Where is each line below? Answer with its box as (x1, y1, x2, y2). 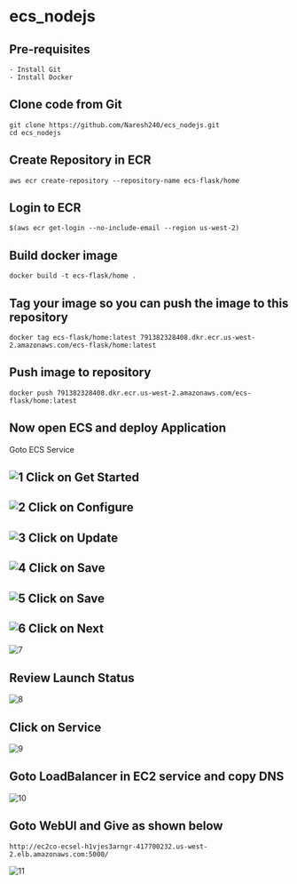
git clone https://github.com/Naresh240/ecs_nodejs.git (9, 120, 220, 130)
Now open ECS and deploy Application (9, 421, 227, 436)
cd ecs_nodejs (9, 128, 62, 137)
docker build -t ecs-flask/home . (9, 271, 137, 281)
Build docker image (9, 247, 118, 263)
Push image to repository (9, 365, 152, 380)
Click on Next (27, 621, 105, 637)
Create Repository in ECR (9, 153, 152, 168)
